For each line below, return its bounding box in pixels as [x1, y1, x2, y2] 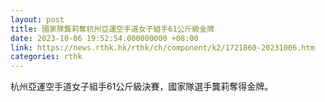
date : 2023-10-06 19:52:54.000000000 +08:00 [10, 33, 199, 43]
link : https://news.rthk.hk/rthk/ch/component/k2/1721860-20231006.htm [10, 42, 315, 53]
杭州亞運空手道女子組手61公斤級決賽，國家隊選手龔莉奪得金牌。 [10, 81, 274, 93]
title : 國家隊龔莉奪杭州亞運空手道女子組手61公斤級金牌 [10, 24, 215, 34]
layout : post [10, 14, 65, 25]
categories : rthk [10, 52, 83, 62]
